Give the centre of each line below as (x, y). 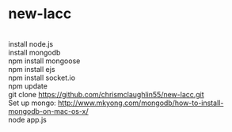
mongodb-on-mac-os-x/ (48, 111)
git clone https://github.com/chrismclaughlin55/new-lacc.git (106, 94)
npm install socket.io (42, 77)
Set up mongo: (32, 103)
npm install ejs (32, 69)
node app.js (28, 119)
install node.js (31, 43)
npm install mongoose (44, 61)
